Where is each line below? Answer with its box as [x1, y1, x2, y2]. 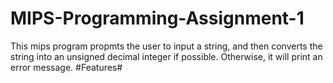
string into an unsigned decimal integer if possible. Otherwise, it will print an [10, 50, 323, 62]
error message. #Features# [10, 61, 123, 73]
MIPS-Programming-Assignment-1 [10, 7, 305, 30]
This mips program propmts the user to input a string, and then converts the [10, 40, 323, 52]
